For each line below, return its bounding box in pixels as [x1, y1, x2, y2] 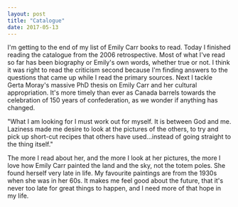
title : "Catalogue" [7, 17, 65, 24]
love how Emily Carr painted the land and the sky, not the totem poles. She [7, 161, 226, 170]
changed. [7, 104, 36, 112]
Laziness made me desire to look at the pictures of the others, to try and [7, 125, 219, 134]
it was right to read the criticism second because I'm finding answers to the [7, 65, 229, 75]
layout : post [7, 10, 46, 18]
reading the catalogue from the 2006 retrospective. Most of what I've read [7, 51, 225, 59]
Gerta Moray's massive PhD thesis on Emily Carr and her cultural [7, 81, 198, 90]
